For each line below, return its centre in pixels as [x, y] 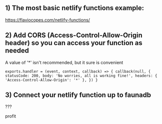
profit [11, 116]
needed [17, 51]
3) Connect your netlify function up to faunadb [78, 95]
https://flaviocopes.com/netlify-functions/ [48, 20]
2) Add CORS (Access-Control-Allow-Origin [74, 36]
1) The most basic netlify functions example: [75, 8]
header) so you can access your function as [74, 43]
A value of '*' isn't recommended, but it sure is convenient [64, 62]
